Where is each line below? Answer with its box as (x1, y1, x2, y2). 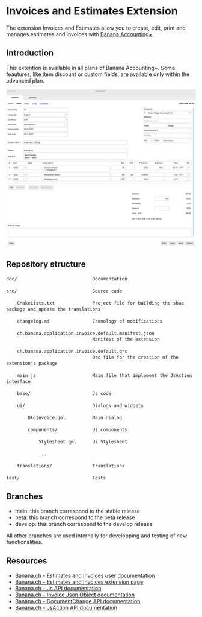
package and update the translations (6, 306, 101, 312)
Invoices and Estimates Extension (6, 4, 179, 18)
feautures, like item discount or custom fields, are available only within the (6, 71, 190, 78)
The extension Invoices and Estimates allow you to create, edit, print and (6, 24, 186, 31)
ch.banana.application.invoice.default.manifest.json (17, 330, 155, 336)
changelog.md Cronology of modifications (17, 318, 163, 324)
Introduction (6, 48, 54, 59)
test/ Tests (6, 475, 106, 481)
